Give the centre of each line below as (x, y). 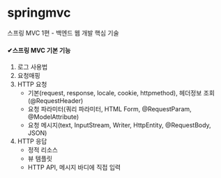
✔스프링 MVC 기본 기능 (39, 50)
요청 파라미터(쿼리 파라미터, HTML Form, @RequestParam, (109, 109)
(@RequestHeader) (55, 101)
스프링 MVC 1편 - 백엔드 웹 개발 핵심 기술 (63, 33)
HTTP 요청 (32, 84)
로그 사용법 (32, 67)
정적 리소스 (43, 150)
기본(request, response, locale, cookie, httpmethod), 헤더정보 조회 (121, 93)
